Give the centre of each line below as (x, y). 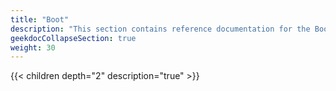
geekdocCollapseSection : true (73, 38)
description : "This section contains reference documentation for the (160, 29)
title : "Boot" (40, 19)
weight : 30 (33, 47)
